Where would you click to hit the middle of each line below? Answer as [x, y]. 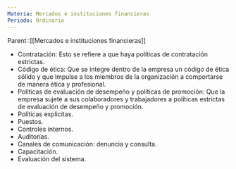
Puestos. [30, 121]
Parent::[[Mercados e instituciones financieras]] [77, 40]
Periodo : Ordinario [36, 20]
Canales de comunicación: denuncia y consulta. [87, 144]
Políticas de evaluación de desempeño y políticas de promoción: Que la [121, 92]
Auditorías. [33, 136]
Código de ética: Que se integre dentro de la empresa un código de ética [123, 69]
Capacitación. [38, 151]
